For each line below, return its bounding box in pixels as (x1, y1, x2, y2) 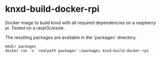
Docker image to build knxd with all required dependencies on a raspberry (5, 20, 157, 26)
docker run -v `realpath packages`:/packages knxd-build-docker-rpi (5, 48, 149, 53)
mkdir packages (5, 44, 37, 49)
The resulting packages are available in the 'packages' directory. (5, 34, 137, 40)
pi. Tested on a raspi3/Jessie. (5, 25, 65, 30)
